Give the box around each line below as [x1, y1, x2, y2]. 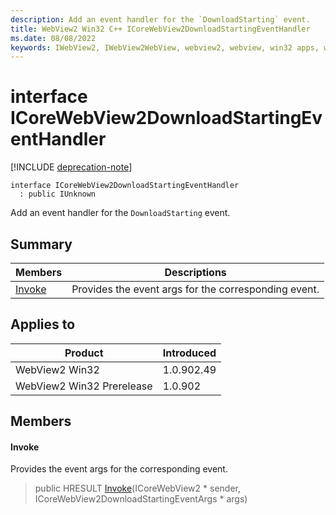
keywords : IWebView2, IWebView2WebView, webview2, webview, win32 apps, [10, 42, 320, 53]
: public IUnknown [19, 189, 97, 200]
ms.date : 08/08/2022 [10, 33, 97, 43]
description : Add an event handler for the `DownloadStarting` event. [10, 14, 311, 25]
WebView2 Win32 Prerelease [15, 379, 153, 393]
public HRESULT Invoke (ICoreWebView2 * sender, [34, 482, 241, 495]
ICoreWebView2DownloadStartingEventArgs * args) [34, 493, 248, 505]
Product [64, 346, 104, 360]
